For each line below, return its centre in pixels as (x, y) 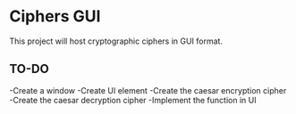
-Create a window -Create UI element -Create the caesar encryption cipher (148, 90)
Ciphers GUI (55, 16)
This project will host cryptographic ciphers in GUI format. (116, 41)
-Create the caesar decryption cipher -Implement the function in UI (133, 100)
